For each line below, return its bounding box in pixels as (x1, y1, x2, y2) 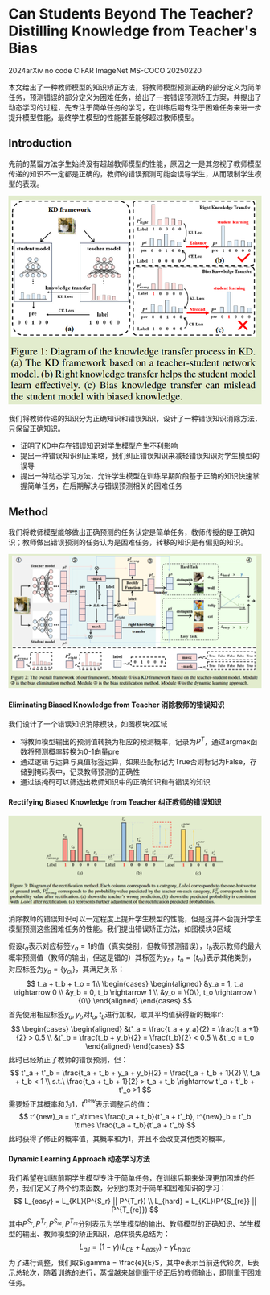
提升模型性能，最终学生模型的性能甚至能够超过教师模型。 (8, 112, 198, 122)
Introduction (8, 136, 72, 150)
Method (8, 505, 49, 519)
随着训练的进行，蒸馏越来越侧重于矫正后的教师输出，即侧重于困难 (43, 1268, 262, 1277)
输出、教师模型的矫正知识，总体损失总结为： (22, 1229, 170, 1239)
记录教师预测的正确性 (69, 767, 141, 776)
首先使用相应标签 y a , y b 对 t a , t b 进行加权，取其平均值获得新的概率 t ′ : (8, 1009, 224, 1021)
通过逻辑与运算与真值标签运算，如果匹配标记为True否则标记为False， (19, 756, 251, 766)
